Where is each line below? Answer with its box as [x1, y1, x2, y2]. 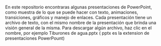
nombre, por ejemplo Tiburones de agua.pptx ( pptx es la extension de [5, 30, 150, 36]
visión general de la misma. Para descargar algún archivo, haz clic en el [5, 25, 152, 31]
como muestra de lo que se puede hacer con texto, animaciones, [5, 9, 138, 15]
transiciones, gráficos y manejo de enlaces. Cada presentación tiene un [5, 15, 152, 20]
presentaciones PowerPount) [5, 35, 65, 41]
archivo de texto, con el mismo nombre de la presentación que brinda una [5, 20, 157, 25]
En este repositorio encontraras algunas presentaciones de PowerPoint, [5, 4, 153, 10]
